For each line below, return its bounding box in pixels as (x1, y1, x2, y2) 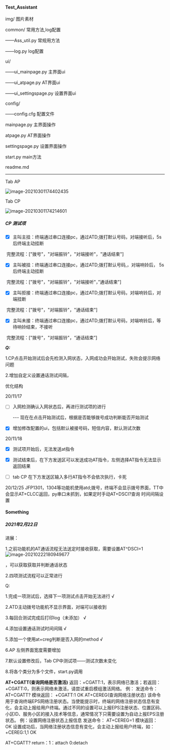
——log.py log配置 (5, 48, 44, 54)
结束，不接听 (26, 324, 53, 330)
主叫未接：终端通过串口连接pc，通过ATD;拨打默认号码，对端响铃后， (12, 318, 157, 324)
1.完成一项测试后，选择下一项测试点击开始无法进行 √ (5, 593, 115, 600)
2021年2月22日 (5, 521, 38, 527)
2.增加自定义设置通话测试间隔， (5, 372, 72, 378)
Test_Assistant (5, 4, 38, 10)
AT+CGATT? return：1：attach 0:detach (5, 740, 88, 746)
